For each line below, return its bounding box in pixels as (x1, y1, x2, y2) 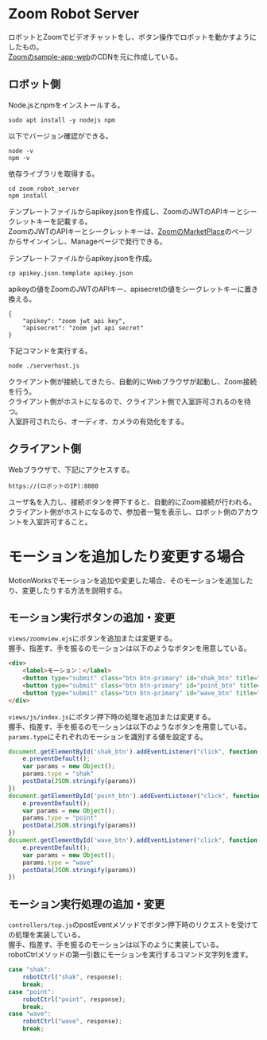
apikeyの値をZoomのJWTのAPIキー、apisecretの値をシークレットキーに (8, 284, 245, 294)
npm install (8, 192, 48, 200)
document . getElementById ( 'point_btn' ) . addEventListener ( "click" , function (8, 792, 261, 800)
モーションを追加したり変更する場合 (8, 547, 245, 566)
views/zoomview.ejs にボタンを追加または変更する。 (8, 633, 177, 643)
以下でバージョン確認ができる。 (8, 130, 113, 140)
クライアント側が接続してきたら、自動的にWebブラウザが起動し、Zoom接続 (8, 376, 257, 386)
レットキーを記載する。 (14, 216, 92, 226)
